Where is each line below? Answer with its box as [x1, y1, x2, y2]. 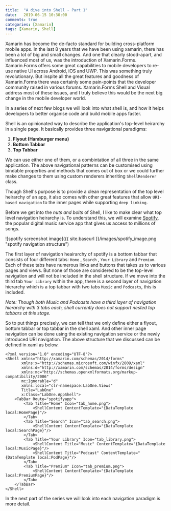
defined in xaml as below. [5, 342, 59, 348]
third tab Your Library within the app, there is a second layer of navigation [5, 278, 162, 285]
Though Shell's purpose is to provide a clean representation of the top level [5, 188, 164, 195]
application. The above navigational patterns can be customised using [5, 162, 153, 168]
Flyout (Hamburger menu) [12, 136, 69, 142]
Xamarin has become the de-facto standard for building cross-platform [5, 41, 155, 47]
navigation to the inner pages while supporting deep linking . [18, 200, 148, 206]
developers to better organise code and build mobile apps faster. [5, 111, 141, 117]
